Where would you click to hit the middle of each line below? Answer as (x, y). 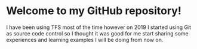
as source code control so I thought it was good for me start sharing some (98, 33)
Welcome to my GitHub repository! (94, 11)
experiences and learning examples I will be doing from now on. (85, 40)
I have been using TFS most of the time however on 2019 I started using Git (99, 27)
